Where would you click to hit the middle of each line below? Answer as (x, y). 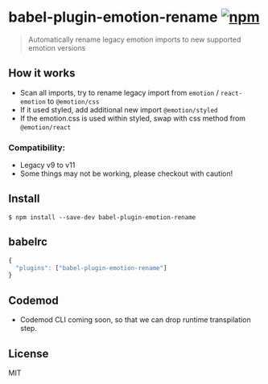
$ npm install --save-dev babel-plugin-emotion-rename (102, 217)
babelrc (28, 242)
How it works (42, 74)
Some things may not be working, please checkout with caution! (126, 174)
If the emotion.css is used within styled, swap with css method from (133, 118)
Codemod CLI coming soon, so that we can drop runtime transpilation (135, 320)
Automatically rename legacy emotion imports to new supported (134, 39)
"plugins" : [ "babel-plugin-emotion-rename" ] (91, 268)
